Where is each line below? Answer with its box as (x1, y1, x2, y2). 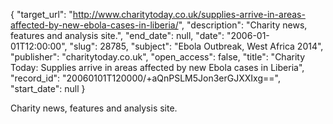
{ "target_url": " (10, 9, 73, 20)
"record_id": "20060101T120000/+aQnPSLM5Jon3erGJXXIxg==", (10, 72, 281, 84)
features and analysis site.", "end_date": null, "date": (10, 30, 225, 41)
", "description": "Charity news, (178, 19, 308, 31)
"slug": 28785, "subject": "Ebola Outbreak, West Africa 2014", (69, 40, 324, 52)
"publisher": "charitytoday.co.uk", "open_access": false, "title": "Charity (10, 51, 306, 63)
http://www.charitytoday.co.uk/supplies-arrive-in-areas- (72, 9, 306, 20)
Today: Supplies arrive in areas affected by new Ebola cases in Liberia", (10, 62, 305, 73)
